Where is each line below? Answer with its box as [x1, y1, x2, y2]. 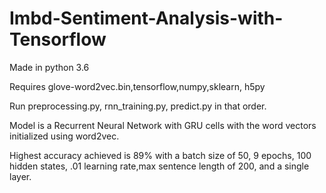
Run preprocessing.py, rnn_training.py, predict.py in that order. [9, 100, 267, 112]
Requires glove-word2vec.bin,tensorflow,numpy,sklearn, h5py [9, 80, 266, 92]
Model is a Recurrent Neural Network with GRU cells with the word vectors [9, 119, 317, 131]
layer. [9, 170, 32, 182]
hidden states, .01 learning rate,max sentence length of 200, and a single [9, 160, 310, 172]
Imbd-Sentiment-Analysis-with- [9, 7, 284, 30]
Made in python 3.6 [9, 61, 90, 73]
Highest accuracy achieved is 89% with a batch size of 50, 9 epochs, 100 [9, 149, 312, 161]
